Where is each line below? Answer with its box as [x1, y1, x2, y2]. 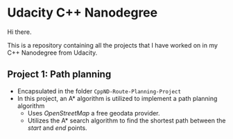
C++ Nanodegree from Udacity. [7, 48, 98, 57]
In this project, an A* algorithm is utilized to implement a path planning [17, 94, 218, 102]
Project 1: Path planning [7, 68, 112, 80]
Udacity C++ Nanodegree [7, 5, 158, 21]
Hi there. [7, 28, 32, 36]
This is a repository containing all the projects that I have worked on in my [7, 41, 218, 49]
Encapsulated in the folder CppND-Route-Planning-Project [17, 86, 182, 95]
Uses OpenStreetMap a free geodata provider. [27, 109, 161, 117]
